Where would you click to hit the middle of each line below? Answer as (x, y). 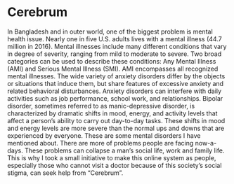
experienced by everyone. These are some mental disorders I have (104, 135)
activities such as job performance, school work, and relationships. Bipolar (115, 98)
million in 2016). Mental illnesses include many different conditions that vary (117, 46)
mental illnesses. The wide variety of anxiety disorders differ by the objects (116, 76)
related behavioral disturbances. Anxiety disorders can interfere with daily (115, 91)
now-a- (206, 143)
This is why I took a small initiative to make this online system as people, (112, 157)
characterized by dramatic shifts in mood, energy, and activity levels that (112, 113)
